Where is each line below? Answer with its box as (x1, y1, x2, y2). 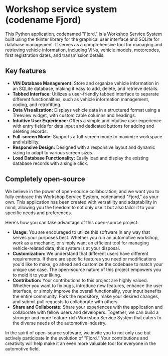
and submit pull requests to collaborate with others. (12, 298, 119, 305)
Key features (5, 67, 46, 75)
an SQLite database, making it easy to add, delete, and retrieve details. (12, 85, 159, 92)
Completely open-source (5, 175, 85, 184)
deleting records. (12, 128, 48, 134)
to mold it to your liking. (12, 272, 62, 278)
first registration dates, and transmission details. (5, 52, 105, 58)
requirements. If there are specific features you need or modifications (12, 255, 156, 262)
